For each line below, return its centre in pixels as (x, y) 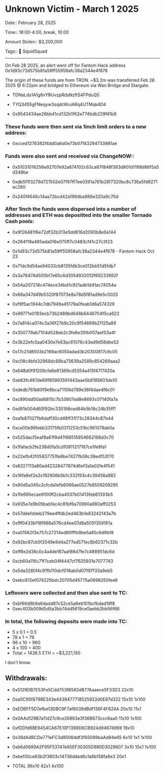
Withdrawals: (26, 678)
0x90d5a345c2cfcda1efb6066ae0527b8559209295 (65, 485)
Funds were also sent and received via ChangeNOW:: (70, 156)
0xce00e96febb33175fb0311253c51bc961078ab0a (63, 428)
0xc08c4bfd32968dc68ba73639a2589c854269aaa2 (66, 361)
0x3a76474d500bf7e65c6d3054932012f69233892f (65, 275)
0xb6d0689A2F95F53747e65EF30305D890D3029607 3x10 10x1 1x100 (84, 747)
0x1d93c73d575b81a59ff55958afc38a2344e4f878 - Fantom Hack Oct (83, 251)
